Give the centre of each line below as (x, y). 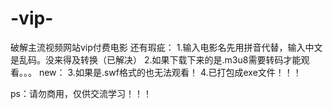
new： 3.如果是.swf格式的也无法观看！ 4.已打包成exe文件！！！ (170, 72)
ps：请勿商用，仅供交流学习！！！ (81, 93)
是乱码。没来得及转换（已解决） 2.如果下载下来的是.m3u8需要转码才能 (156, 59)
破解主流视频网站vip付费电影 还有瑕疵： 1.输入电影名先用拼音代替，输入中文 (166, 47)
